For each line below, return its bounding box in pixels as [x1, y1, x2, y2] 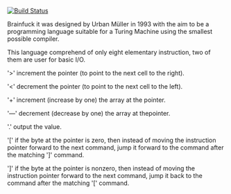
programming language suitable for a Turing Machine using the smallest [7, 28, 213, 35]
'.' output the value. [7, 123, 62, 131]
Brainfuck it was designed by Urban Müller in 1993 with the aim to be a [7, 20, 209, 28]
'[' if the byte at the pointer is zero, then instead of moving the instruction [7, 136, 216, 144]
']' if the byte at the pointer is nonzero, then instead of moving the [7, 164, 196, 173]
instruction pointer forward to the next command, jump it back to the [7, 172, 203, 179]
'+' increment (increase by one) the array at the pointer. [7, 96, 166, 104]
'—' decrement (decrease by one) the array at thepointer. [7, 109, 171, 117]
